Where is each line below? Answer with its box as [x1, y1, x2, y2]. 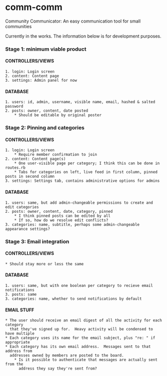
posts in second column [5, 174, 55, 179]
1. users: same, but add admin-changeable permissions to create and [5, 200, 153, 205]
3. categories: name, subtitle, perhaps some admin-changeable [5, 222, 140, 227]
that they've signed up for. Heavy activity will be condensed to [9, 327, 153, 332]
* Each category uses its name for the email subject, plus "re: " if [5, 335, 155, 340]
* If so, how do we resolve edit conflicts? [14, 217, 108, 223]
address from [5, 348, 32, 354]
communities [5, 23, 32, 29]
